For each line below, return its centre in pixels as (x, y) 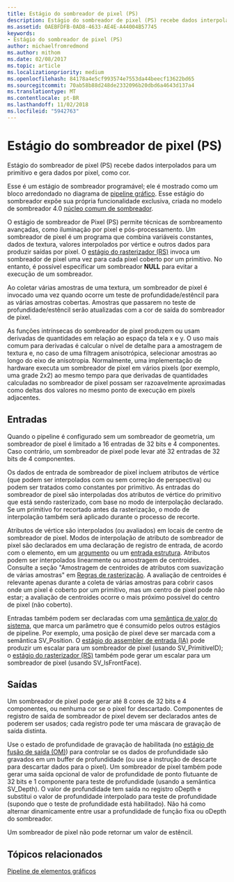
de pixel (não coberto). (40, 605)
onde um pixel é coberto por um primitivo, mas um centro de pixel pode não (116, 590)
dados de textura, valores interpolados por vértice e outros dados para (109, 244)
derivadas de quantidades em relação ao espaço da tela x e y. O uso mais (113, 338)
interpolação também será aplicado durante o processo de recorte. (103, 516)
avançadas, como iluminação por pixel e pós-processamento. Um (102, 229)
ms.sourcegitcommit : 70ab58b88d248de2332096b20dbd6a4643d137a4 (101, 85)
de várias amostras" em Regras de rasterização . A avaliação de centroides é (117, 574)
